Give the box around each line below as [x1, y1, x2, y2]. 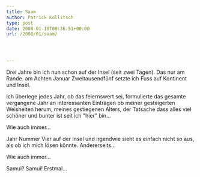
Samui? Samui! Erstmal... [6, 165, 67, 172]
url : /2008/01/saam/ [6, 31, 58, 37]
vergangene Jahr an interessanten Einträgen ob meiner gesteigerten [6, 100, 175, 107]
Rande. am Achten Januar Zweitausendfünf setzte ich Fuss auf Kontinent [6, 75, 187, 82]
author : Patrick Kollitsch [6, 14, 74, 20]
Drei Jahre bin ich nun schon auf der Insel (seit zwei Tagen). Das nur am [6, 68, 185, 76]
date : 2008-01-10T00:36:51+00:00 [6, 25, 90, 32]
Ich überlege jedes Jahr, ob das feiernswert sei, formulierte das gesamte [6, 93, 186, 100]
